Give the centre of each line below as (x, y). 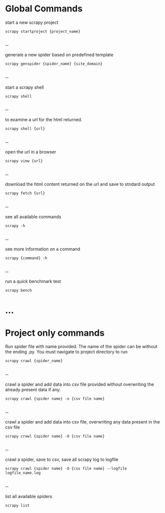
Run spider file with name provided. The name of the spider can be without (81, 347)
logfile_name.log (23, 473)
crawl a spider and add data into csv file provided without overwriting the (80, 384)
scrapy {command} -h (26, 258)
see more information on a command (43, 249)
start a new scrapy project (32, 22)
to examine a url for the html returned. (44, 119)
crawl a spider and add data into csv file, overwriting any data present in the (82, 422)
